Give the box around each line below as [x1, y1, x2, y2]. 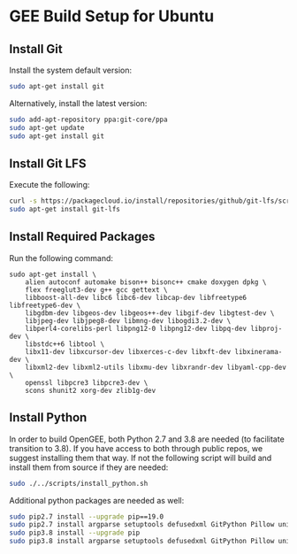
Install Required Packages [9, 229, 156, 244]
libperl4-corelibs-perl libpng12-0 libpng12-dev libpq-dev [25, 324, 247, 333]
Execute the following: [9, 180, 90, 190]
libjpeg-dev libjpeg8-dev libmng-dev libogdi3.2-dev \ [25, 316, 232, 325]
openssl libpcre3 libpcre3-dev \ [25, 378, 148, 387]
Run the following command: [9, 252, 113, 263]
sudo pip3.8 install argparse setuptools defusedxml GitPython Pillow [9, 537, 275, 546]
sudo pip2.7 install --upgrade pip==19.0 [9, 512, 164, 521]
